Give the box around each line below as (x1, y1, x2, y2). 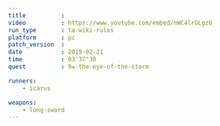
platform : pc (8, 33, 76, 42)
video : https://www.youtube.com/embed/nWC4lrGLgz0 (8, 19, 213, 27)
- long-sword (22, 106, 65, 114)
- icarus (22, 84, 51, 92)
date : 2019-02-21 (8, 48, 104, 56)
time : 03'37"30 (8, 56, 97, 64)
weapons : (8, 98, 37, 106)
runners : (8, 76, 37, 85)
